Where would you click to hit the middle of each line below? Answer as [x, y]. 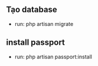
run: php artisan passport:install [53, 57]
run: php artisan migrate [44, 24]
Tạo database [32, 10]
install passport [35, 43]
